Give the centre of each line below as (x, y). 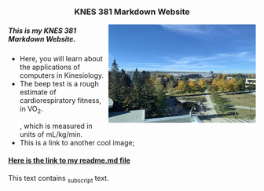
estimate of (38, 92)
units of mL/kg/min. (51, 134)
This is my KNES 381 (42, 31)
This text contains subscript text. (59, 179)
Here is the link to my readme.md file (70, 160)
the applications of (50, 67)
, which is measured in (56, 126)
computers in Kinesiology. (62, 75)
